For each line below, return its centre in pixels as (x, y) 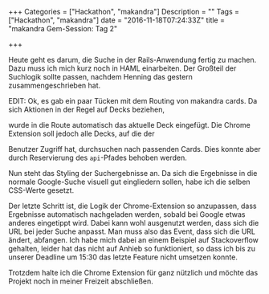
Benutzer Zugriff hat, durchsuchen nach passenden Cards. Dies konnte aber (134, 149)
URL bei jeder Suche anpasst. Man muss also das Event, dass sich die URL (132, 231)
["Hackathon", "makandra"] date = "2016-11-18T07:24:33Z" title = (116, 20)
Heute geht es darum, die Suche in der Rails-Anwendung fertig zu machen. (132, 60)
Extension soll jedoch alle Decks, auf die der (82, 133)
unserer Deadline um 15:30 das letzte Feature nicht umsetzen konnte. (123, 257)
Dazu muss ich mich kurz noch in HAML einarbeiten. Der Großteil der (122, 68)
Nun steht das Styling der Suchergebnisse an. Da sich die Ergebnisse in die (133, 173)
